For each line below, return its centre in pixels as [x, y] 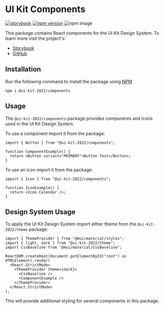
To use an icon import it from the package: [49, 169]
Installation [23, 69]
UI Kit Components [45, 9]
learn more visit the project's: [36, 38]
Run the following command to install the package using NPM [69, 81]
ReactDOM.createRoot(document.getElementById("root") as [66, 256]
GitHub [20, 53]
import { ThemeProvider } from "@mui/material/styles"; [65, 239]
